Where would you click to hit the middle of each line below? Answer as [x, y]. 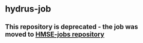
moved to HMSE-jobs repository [55, 34]
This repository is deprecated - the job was [72, 27]
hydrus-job [28, 9]
